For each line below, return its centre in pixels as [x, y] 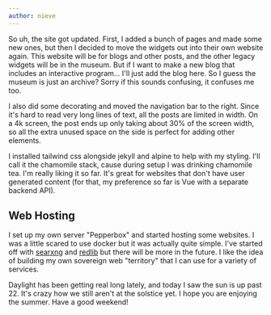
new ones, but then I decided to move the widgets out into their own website [136, 47]
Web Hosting [42, 216]
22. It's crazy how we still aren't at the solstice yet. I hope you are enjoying [133, 294]
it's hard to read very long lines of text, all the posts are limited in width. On [133, 115]
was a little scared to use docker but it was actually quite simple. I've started [135, 244]
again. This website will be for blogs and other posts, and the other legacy [132, 56]
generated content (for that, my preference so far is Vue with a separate [129, 182]
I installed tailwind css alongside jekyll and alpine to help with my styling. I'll [134, 156]
